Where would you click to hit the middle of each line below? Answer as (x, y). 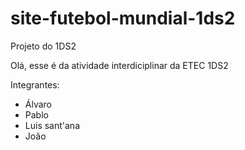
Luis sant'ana (52, 125)
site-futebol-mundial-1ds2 (123, 18)
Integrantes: (35, 84)
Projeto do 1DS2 (43, 46)
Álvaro (38, 104)
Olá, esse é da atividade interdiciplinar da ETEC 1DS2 (119, 65)
